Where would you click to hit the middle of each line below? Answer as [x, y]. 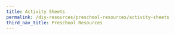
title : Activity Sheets [36, 12]
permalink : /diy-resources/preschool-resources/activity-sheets [88, 17]
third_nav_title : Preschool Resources [54, 23]
